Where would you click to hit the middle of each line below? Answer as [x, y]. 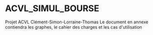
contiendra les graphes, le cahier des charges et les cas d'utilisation [74, 27]
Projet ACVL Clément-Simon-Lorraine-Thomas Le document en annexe [77, 22]
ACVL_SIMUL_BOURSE [52, 9]
